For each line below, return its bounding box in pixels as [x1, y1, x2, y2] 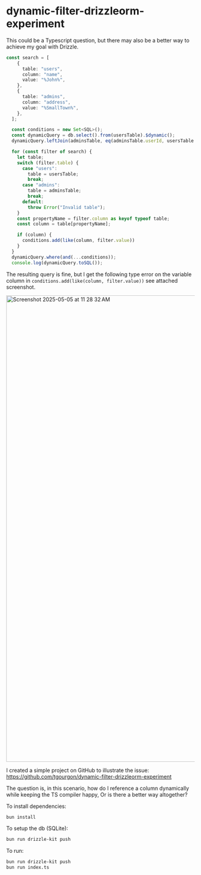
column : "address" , [22, 99, 71, 105]
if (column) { [17, 232, 52, 238]
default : [22, 199, 44, 205]
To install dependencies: [6, 803, 67, 810]
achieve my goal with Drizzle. [6, 43, 79, 50]
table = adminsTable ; [28, 187, 82, 194]
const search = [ [6, 55, 50, 60]
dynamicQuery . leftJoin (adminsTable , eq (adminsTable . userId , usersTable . [11, 138, 197, 144]
